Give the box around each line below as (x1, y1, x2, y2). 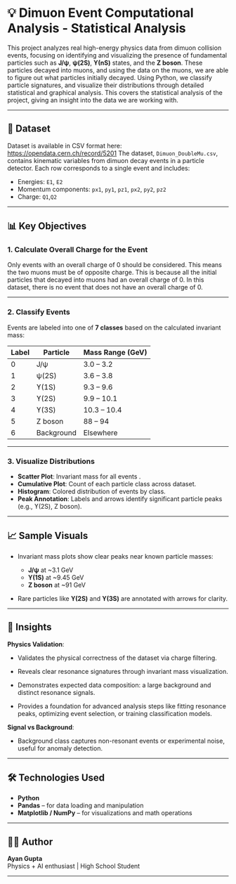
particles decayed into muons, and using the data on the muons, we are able (7, 65, 229, 74)
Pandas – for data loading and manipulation (17, 801, 144, 810)
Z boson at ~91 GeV (27, 580, 86, 589)
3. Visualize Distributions (7, 456, 95, 466)
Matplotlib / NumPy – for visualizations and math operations (17, 809, 192, 817)
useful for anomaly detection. (17, 743, 103, 753)
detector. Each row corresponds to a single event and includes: (7, 164, 190, 172)
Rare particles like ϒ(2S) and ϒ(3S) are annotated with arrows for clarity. (17, 594, 228, 602)
